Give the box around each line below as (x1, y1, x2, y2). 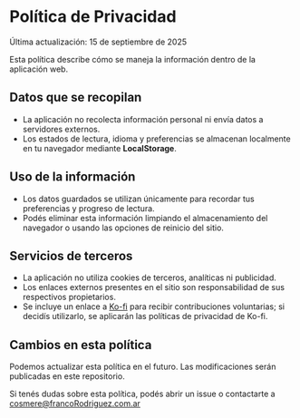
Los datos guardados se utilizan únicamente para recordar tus (22, 193, 256, 204)
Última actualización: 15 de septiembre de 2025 (9, 36, 188, 47)
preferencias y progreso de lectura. (22, 202, 156, 214)
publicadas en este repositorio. (9, 371, 125, 382)
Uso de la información (9, 170, 136, 185)
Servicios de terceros (9, 248, 133, 264)
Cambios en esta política (9, 337, 152, 353)
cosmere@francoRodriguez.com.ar (9, 398, 140, 409)
